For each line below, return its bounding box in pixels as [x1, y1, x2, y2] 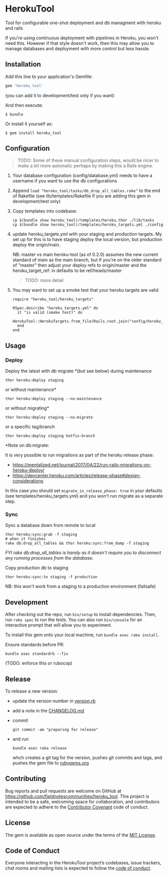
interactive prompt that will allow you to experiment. [5, 622, 112, 628]
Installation [5, 60, 41, 69]
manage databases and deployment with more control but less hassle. [5, 45, 150, 51]
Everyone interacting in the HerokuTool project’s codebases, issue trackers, [5, 860, 161, 866]
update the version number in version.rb [12, 698, 96, 704]
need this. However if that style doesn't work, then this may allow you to [5, 40, 154, 46]
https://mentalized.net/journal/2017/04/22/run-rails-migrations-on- [12, 462, 151, 468]
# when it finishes [5, 536, 46, 542]
